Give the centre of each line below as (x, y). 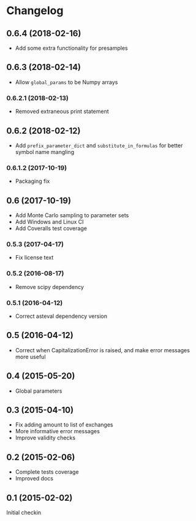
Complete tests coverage (47, 472)
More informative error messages (57, 431)
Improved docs (34, 479)
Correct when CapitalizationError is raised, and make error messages (102, 350)
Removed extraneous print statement (62, 112)
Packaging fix (32, 181)
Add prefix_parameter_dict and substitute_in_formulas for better (99, 145)
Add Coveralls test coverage (51, 228)
